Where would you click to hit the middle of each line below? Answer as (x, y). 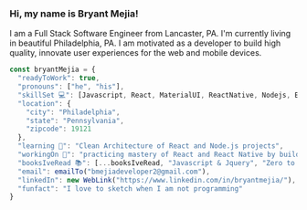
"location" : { (44, 103)
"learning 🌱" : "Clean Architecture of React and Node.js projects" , (151, 146)
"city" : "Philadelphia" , (73, 112)
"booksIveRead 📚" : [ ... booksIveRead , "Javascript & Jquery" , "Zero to (156, 163)
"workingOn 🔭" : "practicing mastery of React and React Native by (147, 155)
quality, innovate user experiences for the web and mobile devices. (136, 53)
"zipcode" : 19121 (59, 129)
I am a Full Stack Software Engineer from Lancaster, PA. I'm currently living (150, 34)
